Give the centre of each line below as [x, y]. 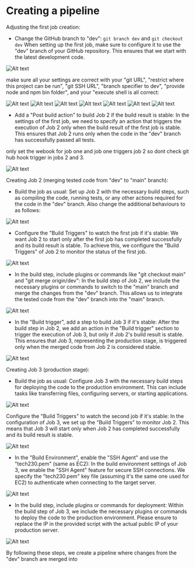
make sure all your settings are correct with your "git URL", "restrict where [95, 80]
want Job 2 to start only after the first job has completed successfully [98, 239]
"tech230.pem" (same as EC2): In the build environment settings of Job [100, 464]
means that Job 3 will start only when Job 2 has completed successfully [93, 428]
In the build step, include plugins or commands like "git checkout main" [100, 274]
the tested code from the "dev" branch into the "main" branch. [90, 299]
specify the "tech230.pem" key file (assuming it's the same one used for [102, 476]
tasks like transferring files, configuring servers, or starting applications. [101, 393]
